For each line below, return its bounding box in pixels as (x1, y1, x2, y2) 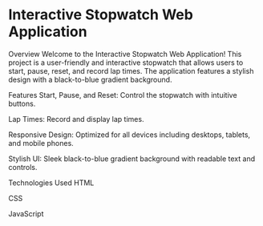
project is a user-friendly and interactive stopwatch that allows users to (8, 58, 244, 67)
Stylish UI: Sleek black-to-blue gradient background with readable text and (8, 154, 255, 163)
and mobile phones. (8, 138, 74, 147)
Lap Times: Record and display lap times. (8, 114, 144, 123)
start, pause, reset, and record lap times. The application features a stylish (8, 66, 254, 75)
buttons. (8, 99, 36, 108)
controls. (8, 162, 38, 172)
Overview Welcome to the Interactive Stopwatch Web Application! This (8, 49, 242, 59)
